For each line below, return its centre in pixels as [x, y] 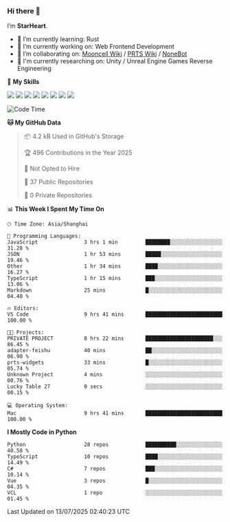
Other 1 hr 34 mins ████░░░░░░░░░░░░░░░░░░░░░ [115, 267]
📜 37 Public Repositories [58, 182]
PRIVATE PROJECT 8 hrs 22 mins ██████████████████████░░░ [115, 339]
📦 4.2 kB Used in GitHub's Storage [74, 136]
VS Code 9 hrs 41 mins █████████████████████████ [115, 315]
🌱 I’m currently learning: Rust [58, 39]
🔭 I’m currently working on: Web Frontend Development [95, 47]
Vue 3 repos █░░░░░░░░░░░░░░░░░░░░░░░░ [115, 481]
